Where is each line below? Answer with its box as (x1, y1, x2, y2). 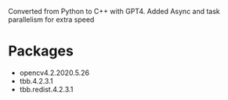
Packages (8, 42, 74, 60)
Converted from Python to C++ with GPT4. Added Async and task (8, 7, 221, 16)
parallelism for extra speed (8, 15, 95, 24)
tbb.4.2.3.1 (19, 76, 53, 85)
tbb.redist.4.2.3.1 (19, 84, 74, 94)
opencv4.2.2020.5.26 (19, 68, 90, 77)
